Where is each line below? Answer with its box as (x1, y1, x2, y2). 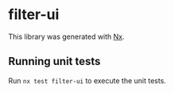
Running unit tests (8, 55, 101, 68)
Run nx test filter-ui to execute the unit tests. (8, 75, 167, 85)
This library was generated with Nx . (8, 32, 125, 41)
